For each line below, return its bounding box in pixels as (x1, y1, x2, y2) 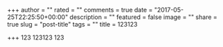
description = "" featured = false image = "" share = (69, 13, 218, 21)
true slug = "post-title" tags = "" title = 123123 (7, 20, 138, 28)
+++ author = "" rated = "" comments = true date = (7, 6, 153, 14)
